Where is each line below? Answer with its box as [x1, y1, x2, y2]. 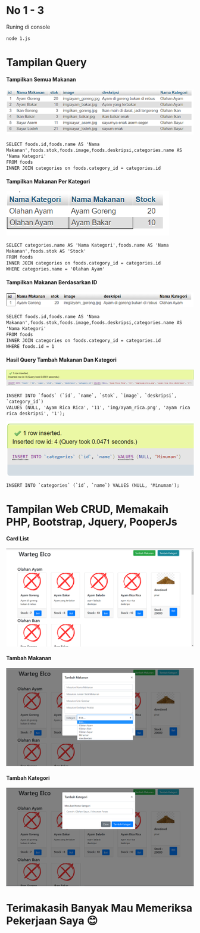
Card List [6, 535, 29, 542]
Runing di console [6, 23, 51, 30]
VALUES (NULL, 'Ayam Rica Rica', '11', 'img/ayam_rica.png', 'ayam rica [6, 405, 190, 410]
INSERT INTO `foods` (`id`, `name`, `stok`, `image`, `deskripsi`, [6, 393, 177, 399]
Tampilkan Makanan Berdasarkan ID [6, 278, 98, 286]
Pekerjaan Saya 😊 [6, 914, 98, 928]
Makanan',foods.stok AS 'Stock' [6, 248, 86, 254]
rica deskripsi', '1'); [6, 410, 65, 416]
